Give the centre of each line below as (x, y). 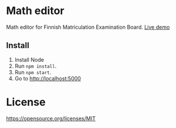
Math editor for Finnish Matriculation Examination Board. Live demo (88, 27)
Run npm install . (36, 66)
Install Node (29, 59)
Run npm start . (33, 72)
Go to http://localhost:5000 (48, 78)
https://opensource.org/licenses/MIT (51, 118)
